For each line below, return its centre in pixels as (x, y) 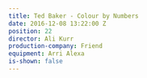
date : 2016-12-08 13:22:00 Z (57, 24)
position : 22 (30, 31)
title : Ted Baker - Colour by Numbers (73, 16)
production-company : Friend (56, 46)
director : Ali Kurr (41, 39)
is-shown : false (36, 62)
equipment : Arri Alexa (46, 54)
